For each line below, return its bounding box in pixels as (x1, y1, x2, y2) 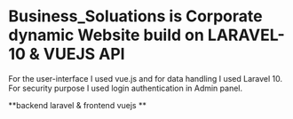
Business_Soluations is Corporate (8, 6, 263, 27)
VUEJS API (43, 44, 125, 64)
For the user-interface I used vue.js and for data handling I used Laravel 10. (8, 73, 283, 83)
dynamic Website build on (8, 25, 205, 45)
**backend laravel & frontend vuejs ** (8, 99, 147, 110)
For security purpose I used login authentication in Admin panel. (8, 83, 243, 93)
